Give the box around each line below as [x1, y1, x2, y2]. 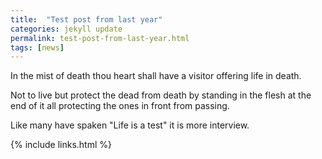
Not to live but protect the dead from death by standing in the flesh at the [10, 89, 312, 101]
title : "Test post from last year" [10, 14, 163, 25]
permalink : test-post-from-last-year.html [10, 33, 190, 43]
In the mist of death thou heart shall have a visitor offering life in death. [10, 70, 302, 82]
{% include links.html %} [10, 139, 112, 151]
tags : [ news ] [10, 42, 65, 53]
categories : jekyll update [10, 24, 123, 34]
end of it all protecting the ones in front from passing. [10, 100, 230, 112]
